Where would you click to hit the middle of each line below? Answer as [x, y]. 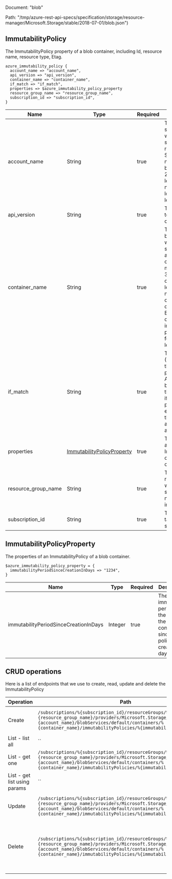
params [17, 788]
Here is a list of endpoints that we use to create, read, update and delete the [85, 684]
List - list [19, 738]
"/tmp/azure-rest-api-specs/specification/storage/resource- [81, 17]
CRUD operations [34, 672]
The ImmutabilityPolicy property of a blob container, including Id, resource [84, 51]
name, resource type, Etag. [34, 56]
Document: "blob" [24, 7]
